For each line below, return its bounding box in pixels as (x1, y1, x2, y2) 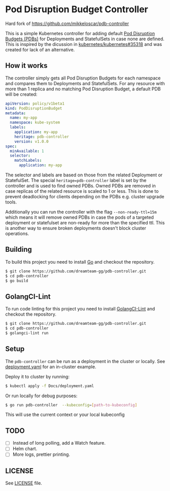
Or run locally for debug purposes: (5, 393, 78, 399)
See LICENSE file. (5, 480, 42, 486)
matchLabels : (14, 158, 42, 163)
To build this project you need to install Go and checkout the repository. (5, 259, 155, 265)
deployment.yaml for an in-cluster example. (5, 364, 96, 370)
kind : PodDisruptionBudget (5, 106, 62, 111)
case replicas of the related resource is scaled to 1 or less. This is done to (5, 188, 159, 194)
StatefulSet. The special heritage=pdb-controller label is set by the (5, 177, 147, 183)
